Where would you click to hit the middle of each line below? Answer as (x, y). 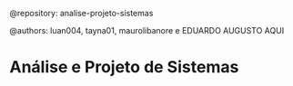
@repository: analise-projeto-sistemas (81, 13)
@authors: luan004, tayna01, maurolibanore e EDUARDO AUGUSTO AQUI (147, 30)
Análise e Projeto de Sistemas (124, 67)
